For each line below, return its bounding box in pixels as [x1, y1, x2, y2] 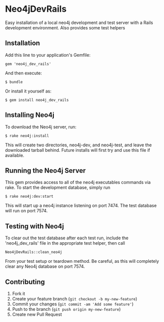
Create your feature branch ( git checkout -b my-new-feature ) [12, 296, 138, 301]
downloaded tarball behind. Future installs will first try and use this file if [5, 147, 150, 153]
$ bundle [5, 79, 23, 84]
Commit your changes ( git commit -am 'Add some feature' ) [12, 301, 134, 307]
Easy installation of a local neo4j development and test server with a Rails [5, 20, 153, 25]
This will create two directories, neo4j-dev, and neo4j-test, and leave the [5, 142, 152, 148]
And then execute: [5, 70, 42, 76]
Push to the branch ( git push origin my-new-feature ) [12, 306, 121, 312]
